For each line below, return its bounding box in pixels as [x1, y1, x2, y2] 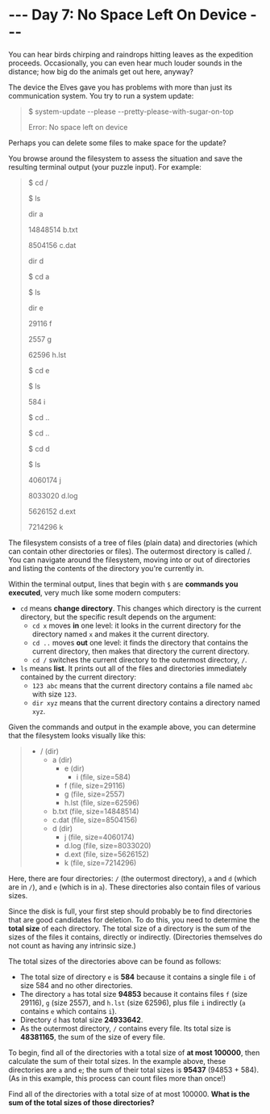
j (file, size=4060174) [64, 832, 135, 842]
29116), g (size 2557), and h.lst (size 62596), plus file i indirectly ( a [19, 998, 246, 1007]
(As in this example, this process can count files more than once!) [8, 1073, 226, 1083]
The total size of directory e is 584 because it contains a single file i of [19, 972, 256, 982]
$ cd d [27, 443, 50, 453]
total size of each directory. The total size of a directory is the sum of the [8, 923, 251, 933]
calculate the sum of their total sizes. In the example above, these [8, 1056, 226, 1066]
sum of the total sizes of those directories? [8, 1097, 155, 1108]
